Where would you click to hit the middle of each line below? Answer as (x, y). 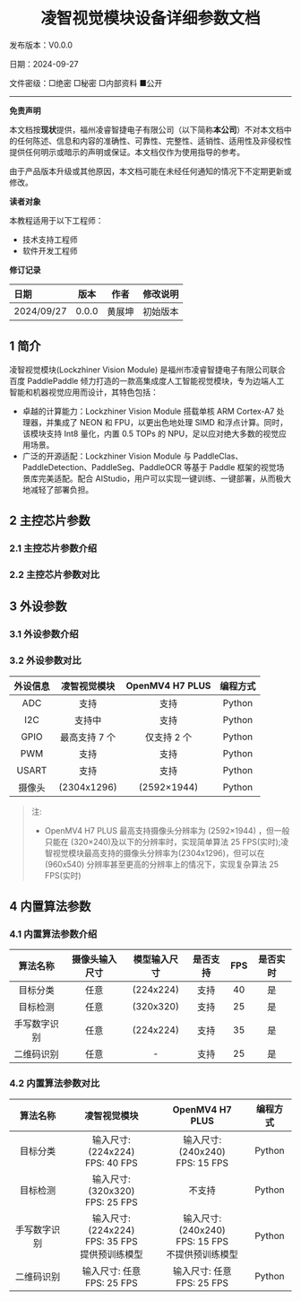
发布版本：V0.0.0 (41, 45)
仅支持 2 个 (168, 737)
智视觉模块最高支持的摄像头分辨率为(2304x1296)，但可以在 (155, 852)
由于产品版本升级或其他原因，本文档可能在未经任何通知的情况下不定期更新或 (150, 170)
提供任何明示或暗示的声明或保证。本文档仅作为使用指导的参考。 (127, 152)
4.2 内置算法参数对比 (55, 1084)
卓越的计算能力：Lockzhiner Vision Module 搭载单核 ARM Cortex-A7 (148, 411)
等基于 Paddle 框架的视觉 (230, 467)
